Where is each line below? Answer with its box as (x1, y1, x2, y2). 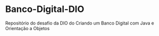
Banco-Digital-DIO (5, 3, 85, 15)
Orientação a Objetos (5, 25, 50, 31)
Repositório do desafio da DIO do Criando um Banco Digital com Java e (5, 20, 154, 26)
